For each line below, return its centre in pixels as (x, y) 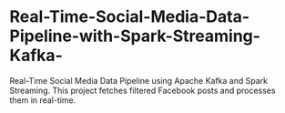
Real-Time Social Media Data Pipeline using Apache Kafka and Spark (139, 80)
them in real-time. (43, 100)
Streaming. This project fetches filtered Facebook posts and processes (142, 90)
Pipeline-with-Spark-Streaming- (135, 36)
